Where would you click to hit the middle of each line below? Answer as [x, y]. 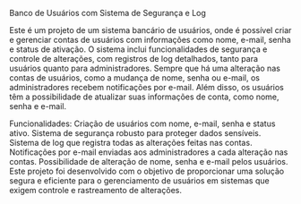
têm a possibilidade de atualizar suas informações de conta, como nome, [144, 97]
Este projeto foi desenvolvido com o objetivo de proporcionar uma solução [147, 171]
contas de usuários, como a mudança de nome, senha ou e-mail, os [135, 78]
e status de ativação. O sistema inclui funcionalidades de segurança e [138, 49]
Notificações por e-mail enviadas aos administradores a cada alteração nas [149, 152]
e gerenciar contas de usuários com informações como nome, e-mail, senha [150, 40]
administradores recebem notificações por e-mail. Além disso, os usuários [147, 87]
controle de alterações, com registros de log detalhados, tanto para [133, 59]
